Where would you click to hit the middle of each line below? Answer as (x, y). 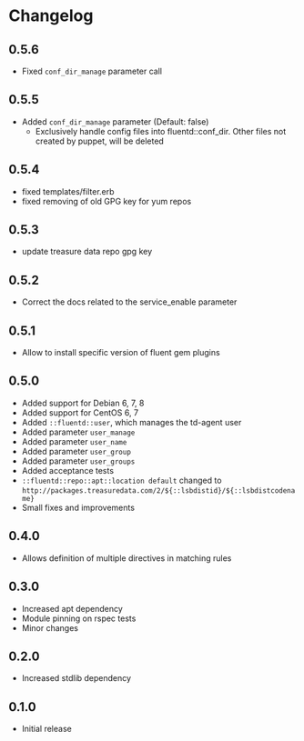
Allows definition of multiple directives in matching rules (127, 558)
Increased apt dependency (72, 608)
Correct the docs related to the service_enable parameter (129, 302)
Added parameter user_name (74, 441)
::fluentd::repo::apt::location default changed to (122, 480)
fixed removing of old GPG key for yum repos (106, 201)
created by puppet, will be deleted (100, 141)
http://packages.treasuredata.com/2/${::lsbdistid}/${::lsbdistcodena (158, 491)
